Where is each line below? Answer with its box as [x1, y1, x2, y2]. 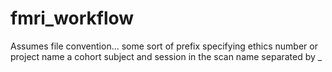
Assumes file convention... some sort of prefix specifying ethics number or [10, 40, 318, 52]
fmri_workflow [10, 7, 135, 30]
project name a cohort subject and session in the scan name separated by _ [10, 50, 323, 62]
